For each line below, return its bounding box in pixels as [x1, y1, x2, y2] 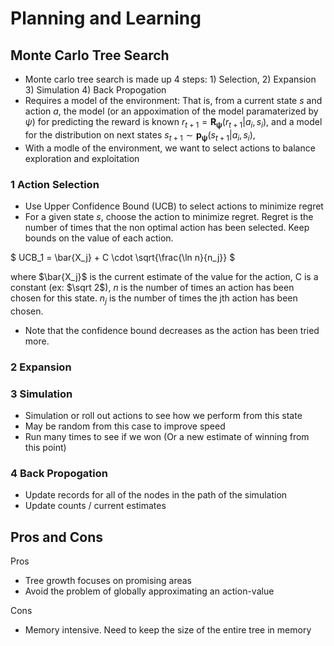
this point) [24, 441, 67, 453]
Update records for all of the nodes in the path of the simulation [24, 489, 288, 501]
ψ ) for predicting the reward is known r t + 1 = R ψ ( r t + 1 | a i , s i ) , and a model [24, 116, 323, 130]
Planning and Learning [10, 7, 202, 30]
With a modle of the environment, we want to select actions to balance [24, 142, 316, 154]
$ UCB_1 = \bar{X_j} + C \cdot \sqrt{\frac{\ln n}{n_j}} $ [10, 251, 236, 263]
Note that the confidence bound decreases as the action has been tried [24, 324, 320, 336]
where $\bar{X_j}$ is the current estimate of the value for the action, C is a [10, 270, 319, 282]
